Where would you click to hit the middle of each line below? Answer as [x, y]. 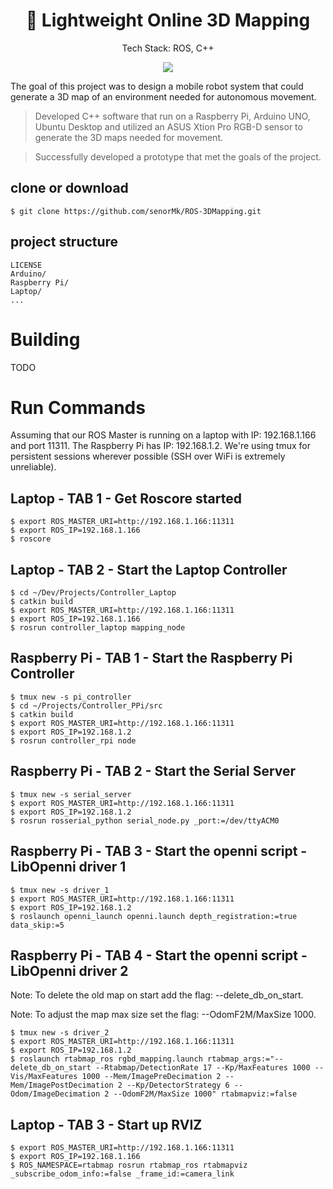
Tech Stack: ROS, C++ [168, 48]
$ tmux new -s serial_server [71, 794]
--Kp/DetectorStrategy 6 [178, 1085]
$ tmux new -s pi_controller [71, 697]
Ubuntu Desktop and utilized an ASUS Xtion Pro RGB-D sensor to [168, 126]
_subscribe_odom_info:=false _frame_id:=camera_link [122, 1174]
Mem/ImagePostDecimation [62, 1085]
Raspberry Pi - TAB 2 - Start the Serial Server [153, 771]
